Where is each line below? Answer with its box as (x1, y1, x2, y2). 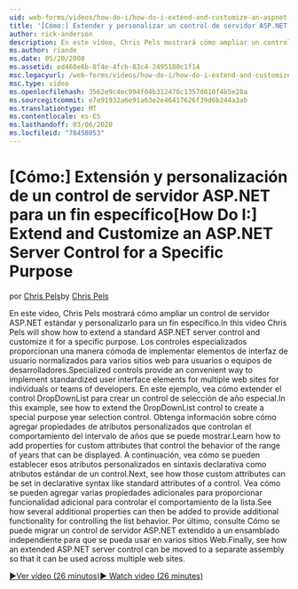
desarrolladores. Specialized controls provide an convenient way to (9, 364, 253, 375)
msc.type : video (9, 79, 69, 88)
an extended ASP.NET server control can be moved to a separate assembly (9, 544, 285, 554)
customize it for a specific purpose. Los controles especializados (9, 336, 247, 346)
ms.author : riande (9, 46, 77, 55)
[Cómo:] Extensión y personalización (9, 167, 288, 187)
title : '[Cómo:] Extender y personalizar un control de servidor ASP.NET (9, 21, 288, 30)
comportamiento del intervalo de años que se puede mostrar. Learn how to (9, 430, 281, 441)
